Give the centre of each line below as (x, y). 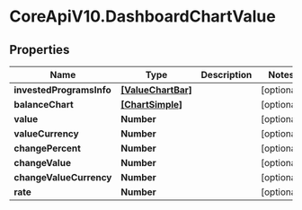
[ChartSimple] (151, 105)
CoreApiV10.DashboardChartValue (142, 17)
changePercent (47, 148)
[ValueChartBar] (157, 90)
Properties (40, 50)
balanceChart (44, 105)
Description (226, 75)
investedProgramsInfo (62, 90)
